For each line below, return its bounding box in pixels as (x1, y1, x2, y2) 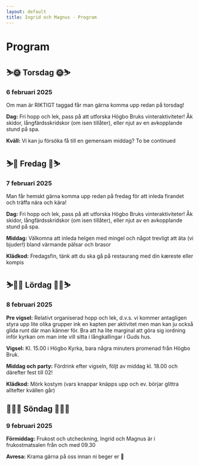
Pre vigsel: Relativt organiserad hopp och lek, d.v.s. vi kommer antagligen (6, 314, 187, 321)
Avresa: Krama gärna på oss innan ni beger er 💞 (6, 453, 125, 460)
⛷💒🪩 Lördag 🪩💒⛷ (6, 280, 71, 290)
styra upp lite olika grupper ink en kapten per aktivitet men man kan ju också (6, 320, 194, 327)
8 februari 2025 (6, 301, 52, 309)
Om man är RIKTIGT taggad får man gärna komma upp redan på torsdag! (6, 102, 185, 109)
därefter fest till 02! (6, 368, 53, 376)
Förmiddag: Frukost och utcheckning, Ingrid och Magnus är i (6, 435, 156, 442)
